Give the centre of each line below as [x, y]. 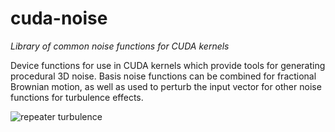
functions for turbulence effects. [77, 97]
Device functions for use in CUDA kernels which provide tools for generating [168, 65]
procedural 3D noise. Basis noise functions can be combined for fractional [163, 76]
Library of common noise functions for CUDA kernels [120, 46]
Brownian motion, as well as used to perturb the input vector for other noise [166, 86]
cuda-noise [59, 18]
